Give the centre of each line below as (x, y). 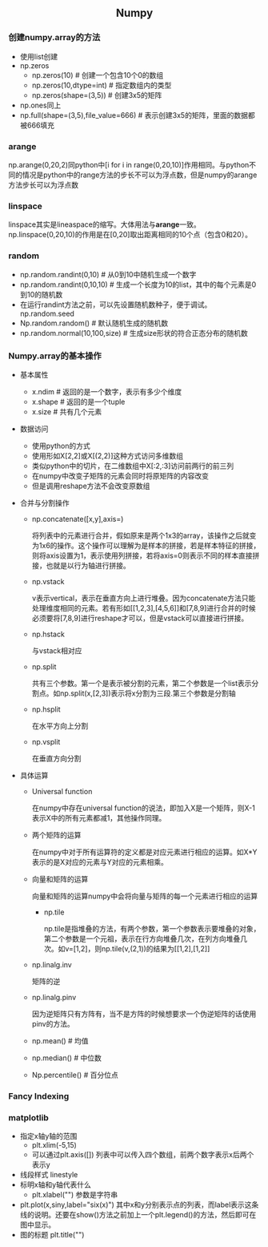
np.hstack (48, 634)
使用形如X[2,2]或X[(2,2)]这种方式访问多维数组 (108, 455)
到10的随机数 (41, 294)
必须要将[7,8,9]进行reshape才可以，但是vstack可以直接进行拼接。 (140, 618)
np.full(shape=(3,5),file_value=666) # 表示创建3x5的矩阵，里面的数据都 (137, 115)
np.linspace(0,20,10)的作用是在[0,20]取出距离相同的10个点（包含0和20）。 (130, 235)
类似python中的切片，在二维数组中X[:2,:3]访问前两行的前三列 (133, 466)
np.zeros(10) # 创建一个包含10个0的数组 (98, 75)
